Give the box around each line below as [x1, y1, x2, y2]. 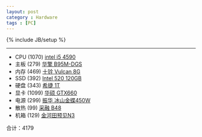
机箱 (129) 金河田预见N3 [14, 112, 75, 119]
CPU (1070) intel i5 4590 [14, 53, 76, 60]
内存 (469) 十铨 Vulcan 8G [14, 68, 81, 75]
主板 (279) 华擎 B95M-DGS [14, 60, 82, 68]
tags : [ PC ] [6, 20, 36, 26]
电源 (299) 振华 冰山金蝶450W [14, 97, 91, 104]
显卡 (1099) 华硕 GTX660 [14, 89, 78, 96]
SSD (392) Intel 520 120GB [14, 75, 82, 82]
